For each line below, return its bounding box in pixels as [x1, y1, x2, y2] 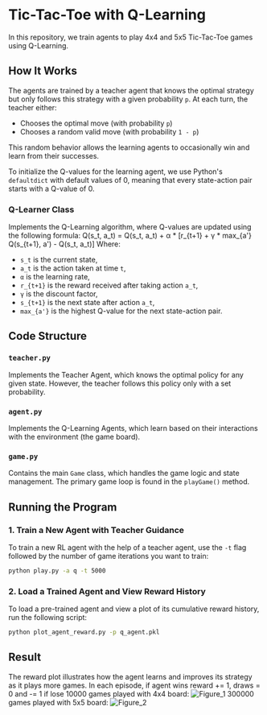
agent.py [8, 407, 43, 416]
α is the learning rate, [19, 272, 90, 282]
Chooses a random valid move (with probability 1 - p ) [19, 126, 199, 136]
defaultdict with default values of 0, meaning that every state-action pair [8, 175, 253, 184]
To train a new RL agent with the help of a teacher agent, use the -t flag [8, 543, 247, 552]
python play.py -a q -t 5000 [8, 567, 106, 575]
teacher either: [8, 102, 58, 112]
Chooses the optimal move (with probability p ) [19, 118, 173, 128]
